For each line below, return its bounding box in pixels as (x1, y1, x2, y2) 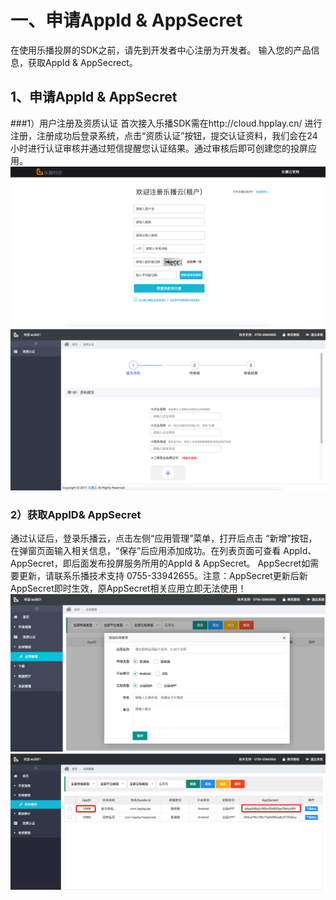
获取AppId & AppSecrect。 (27, 56, 138, 68)
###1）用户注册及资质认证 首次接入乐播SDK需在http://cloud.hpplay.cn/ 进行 (10, 117, 323, 129)
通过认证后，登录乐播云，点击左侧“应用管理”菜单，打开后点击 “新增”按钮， (10, 532, 318, 545)
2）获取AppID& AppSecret (10, 507, 142, 521)
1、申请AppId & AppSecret (10, 89, 178, 106)
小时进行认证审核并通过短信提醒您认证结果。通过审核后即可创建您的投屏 (10, 142, 308, 154)
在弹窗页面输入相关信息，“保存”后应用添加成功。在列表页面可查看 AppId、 (10, 545, 317, 557)
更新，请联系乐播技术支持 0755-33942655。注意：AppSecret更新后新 (18, 570, 308, 582)
